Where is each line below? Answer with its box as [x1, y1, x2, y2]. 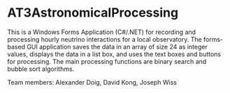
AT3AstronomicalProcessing [7, 5, 179, 21]
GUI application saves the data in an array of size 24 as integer [27, 42, 208, 51]
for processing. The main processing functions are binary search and [7, 57, 207, 65]
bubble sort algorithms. [7, 65, 75, 73]
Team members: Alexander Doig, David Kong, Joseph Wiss [7, 78, 177, 86]
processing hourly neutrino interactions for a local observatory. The [7, 35, 202, 43]
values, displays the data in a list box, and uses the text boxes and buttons [7, 50, 222, 58]
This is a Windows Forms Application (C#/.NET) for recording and [7, 28, 196, 36]
